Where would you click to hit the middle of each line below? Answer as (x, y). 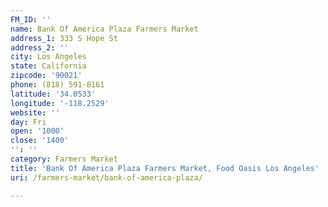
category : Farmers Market (64, 159)
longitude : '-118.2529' (60, 103)
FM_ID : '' (31, 19)
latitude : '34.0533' (53, 94)
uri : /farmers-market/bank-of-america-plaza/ (106, 177)
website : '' (35, 112)
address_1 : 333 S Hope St (64, 38)
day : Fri (28, 122)
